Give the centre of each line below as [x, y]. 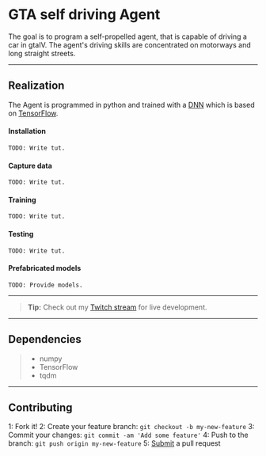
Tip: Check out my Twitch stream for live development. [117, 307]
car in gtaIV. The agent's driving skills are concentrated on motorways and [129, 44]
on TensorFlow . [33, 113]
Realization [36, 86]
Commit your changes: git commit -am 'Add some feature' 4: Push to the [128, 435]
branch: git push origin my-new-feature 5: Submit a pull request [114, 443]
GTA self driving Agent [84, 15]
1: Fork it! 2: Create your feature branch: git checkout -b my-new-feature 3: [131, 427]
